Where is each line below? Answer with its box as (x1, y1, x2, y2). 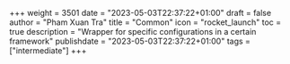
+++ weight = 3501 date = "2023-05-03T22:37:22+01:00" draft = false (9, 8, 272, 18)
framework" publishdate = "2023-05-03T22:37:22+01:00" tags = (9, 36, 251, 46)
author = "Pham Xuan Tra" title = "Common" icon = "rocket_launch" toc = (9, 17, 282, 28)
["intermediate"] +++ (9, 45, 87, 56)
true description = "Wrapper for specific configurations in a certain (9, 27, 257, 36)
